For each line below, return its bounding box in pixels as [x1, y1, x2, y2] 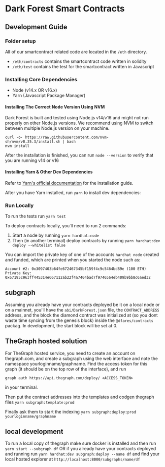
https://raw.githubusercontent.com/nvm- [25, 135, 109, 140]
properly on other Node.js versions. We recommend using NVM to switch [5, 120, 154, 126]
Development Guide [5, 23, 67, 31]
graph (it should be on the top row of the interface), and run [5, 366, 127, 372]
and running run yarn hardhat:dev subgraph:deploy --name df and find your [5, 451, 160, 457]
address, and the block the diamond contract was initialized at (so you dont [5, 312, 158, 318]
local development [5, 427, 64, 436]
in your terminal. [5, 384, 38, 390]
